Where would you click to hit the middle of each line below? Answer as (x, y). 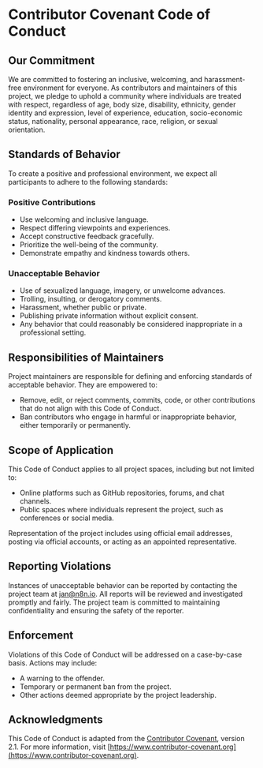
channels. (35, 501)
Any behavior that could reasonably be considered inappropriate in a (131, 324)
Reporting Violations (60, 566)
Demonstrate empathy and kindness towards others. (105, 253)
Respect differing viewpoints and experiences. (95, 228)
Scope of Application (61, 450)
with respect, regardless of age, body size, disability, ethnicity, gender (122, 105)
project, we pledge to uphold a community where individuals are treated (125, 96)
